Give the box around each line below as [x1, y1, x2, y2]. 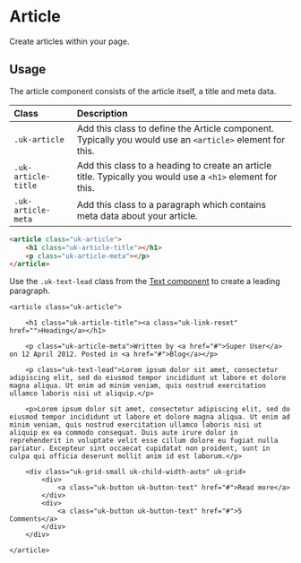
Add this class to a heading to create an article [76, 159, 271, 171]
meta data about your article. [76, 209, 199, 221]
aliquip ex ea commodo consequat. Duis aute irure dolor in [9, 429, 239, 437]
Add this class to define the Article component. [76, 122, 275, 134]
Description [76, 107, 128, 119]
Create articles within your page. [9, 36, 130, 47]
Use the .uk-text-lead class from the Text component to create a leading [9, 276, 280, 287]
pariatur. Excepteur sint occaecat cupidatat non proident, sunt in [9, 444, 271, 454]
